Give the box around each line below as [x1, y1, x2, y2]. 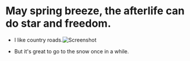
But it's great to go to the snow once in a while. [14, 47, 130, 54]
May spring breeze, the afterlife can [5, 4, 185, 18]
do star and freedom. [5, 17, 111, 30]
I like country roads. [14, 36, 63, 43]
